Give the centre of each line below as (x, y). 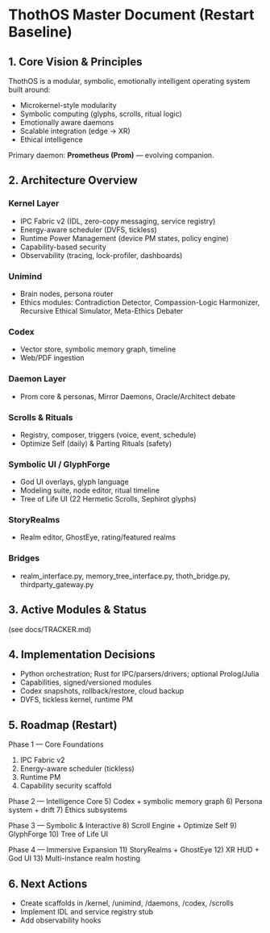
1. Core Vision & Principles (75, 62)
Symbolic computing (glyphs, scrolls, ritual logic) (101, 114)
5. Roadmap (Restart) (63, 725)
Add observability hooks (60, 920)
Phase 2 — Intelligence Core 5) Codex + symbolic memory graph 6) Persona (135, 802)
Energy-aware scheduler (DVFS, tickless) (88, 229)
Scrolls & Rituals (41, 417)
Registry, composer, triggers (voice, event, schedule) (108, 435)
